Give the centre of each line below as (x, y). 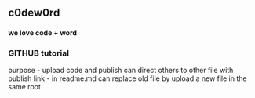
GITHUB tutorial (38, 53)
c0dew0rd (34, 13)
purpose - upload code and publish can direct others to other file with (121, 71)
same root (25, 87)
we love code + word (42, 33)
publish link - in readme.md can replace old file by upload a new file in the (127, 78)
